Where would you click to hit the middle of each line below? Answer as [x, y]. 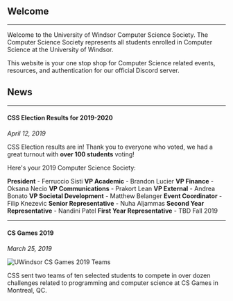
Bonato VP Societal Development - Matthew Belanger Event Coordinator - [115, 196]
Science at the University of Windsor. [60, 49]
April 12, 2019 [27, 133]
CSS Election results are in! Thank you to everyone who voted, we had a [110, 147]
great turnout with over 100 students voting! [71, 154]
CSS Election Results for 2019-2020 [60, 118]
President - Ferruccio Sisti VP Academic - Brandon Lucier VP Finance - [110, 181]
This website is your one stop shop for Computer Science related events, [111, 63]
